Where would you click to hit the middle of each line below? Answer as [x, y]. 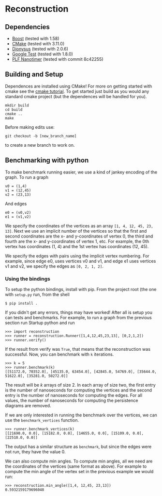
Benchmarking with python [47, 161]
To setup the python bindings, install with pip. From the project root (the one [81, 289]
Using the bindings [28, 279]
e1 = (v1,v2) [18, 217]
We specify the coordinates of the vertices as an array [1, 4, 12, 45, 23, [79, 226]
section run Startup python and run [40, 323]
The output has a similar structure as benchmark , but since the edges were [78, 446]
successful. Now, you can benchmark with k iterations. [59, 354]
